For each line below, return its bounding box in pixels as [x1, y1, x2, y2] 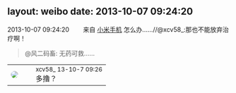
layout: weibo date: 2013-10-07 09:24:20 [7, 6, 193, 18]
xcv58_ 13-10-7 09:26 [35, 65, 102, 73]
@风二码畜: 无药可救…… [24, 49, 95, 57]
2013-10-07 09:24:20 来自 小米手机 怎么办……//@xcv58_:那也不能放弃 [7, 25, 223, 34]
